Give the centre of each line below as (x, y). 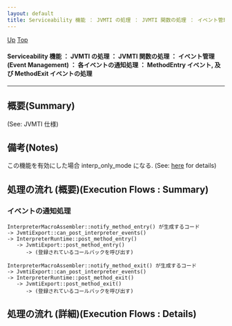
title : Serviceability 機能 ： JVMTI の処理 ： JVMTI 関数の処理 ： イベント (113, 20)
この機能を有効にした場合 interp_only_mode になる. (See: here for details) (112, 166)
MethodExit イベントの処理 (54, 74)
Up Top (18, 39)
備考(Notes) (33, 147)
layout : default (30, 13)
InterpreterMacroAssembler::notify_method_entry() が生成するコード (104, 227)
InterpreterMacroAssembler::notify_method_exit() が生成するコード (102, 266)
